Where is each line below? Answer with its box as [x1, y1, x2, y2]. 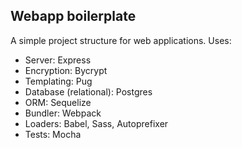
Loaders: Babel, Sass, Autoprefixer [24, 117, 169, 129]
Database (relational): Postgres [24, 85, 153, 98]
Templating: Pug [24, 75, 93, 87]
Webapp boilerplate [10, 8, 137, 25]
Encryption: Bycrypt [24, 64, 108, 76]
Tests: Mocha [24, 128, 82, 140]
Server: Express [24, 54, 92, 66]
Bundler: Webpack [24, 107, 102, 119]
